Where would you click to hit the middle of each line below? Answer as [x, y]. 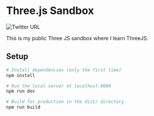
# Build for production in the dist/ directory [65, 102]
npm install [20, 75]
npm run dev [20, 92]
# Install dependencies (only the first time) [64, 70]
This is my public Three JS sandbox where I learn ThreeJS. [77, 38]
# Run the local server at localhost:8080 [59, 86]
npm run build [23, 107]
